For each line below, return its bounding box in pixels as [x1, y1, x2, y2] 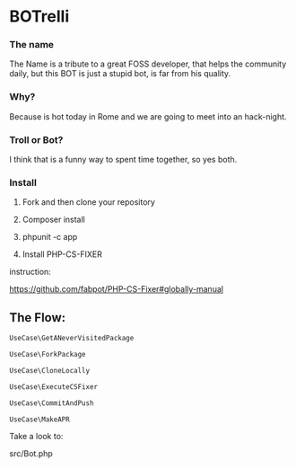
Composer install [22, 214, 85, 225]
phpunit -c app [22, 232, 78, 243]
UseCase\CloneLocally [9, 366, 91, 375]
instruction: [9, 267, 51, 278]
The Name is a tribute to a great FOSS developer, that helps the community [9, 58, 287, 69]
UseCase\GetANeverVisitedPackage [9, 334, 135, 343]
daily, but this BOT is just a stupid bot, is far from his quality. [9, 68, 231, 79]
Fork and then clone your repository [22, 197, 155, 208]
